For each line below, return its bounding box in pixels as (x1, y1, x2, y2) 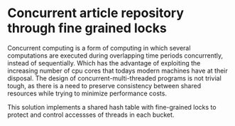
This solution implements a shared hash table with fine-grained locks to (7, 103, 217, 111)
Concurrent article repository (7, 5, 185, 21)
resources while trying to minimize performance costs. (7, 89, 167, 98)
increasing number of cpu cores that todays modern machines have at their (7, 66, 229, 75)
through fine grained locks (7, 20, 167, 36)
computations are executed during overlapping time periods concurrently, (7, 51, 224, 60)
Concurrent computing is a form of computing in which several (7, 43, 191, 52)
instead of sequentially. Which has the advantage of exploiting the (7, 58, 201, 67)
